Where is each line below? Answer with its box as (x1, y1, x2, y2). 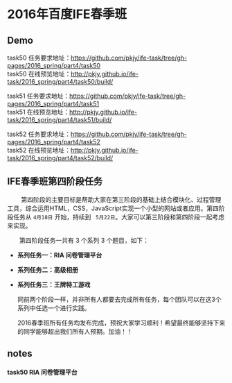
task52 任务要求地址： (7, 130, 71, 138)
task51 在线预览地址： (7, 108, 70, 116)
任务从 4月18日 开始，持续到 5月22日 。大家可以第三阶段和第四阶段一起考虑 (12, 212, 225, 221)
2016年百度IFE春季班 (7, 6, 127, 22)
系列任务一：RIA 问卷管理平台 (17, 250, 102, 259)
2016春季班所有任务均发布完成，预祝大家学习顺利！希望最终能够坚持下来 (17, 318, 226, 327)
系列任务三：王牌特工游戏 (17, 280, 91, 289)
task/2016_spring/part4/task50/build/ (7, 78, 114, 85)
